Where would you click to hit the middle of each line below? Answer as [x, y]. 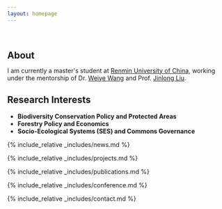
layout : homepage [32, 14]
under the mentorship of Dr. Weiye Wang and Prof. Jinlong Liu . [97, 78]
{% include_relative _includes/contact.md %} [72, 199]
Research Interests [49, 100]
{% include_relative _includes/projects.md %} [72, 158]
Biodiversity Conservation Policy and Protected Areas [97, 116]
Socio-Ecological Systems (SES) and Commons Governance [106, 131]
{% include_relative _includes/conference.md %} [77, 185]
